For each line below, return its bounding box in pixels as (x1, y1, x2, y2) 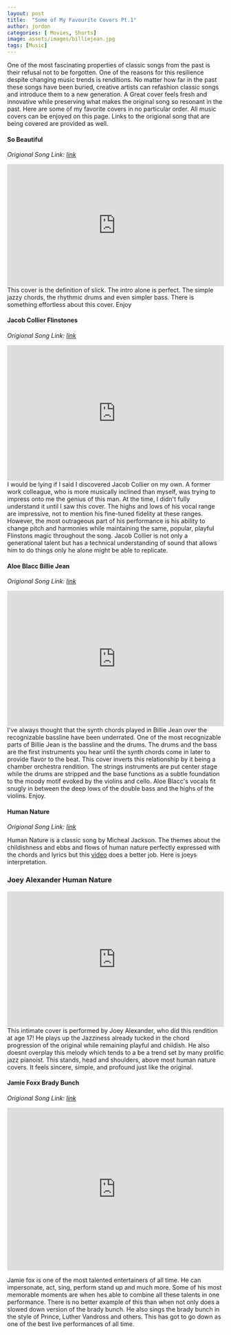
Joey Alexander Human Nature (7, 875, 112, 885)
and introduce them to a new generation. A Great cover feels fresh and (7, 90, 208, 98)
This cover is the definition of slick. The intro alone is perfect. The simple (7, 286, 214, 294)
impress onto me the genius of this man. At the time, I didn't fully (7, 495, 190, 503)
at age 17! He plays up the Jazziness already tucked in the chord (7, 1034, 190, 1042)
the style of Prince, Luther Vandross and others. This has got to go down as (7, 1312, 221, 1321)
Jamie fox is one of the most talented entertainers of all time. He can (7, 1276, 201, 1284)
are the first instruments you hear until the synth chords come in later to (7, 748, 211, 756)
